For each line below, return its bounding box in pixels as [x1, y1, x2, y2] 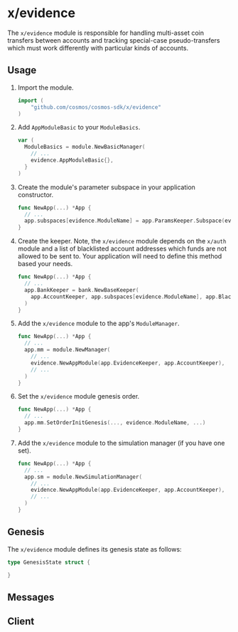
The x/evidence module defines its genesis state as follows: [7, 544, 183, 553]
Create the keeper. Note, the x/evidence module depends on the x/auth [17, 237, 227, 246]
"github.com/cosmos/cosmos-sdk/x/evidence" [31, 103, 161, 111]
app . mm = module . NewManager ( [24, 347, 111, 354]
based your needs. [17, 260, 73, 268]
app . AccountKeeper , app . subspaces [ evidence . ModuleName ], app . [31, 293, 219, 300]
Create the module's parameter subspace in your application [17, 183, 195, 191]
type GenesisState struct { [7, 559, 91, 566]
